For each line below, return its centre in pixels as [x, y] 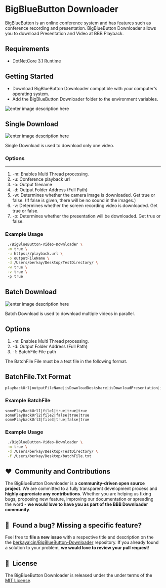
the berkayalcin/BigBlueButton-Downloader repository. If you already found [82, 542]
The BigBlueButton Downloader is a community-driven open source [75, 483]
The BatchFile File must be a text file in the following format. [66, 361]
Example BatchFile [28, 401]
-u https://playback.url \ [35, 254]
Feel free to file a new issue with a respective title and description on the [80, 537]
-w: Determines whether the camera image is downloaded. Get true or [84, 195]
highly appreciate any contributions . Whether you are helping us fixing [78, 494]
